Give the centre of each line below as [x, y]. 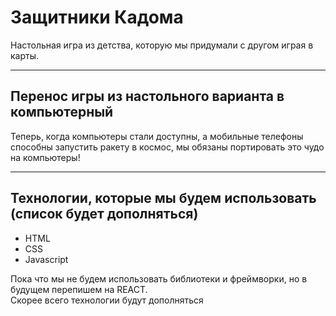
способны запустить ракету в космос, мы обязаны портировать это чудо [167, 147]
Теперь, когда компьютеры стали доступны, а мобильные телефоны [157, 136]
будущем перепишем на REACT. [79, 289]
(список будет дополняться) [104, 214]
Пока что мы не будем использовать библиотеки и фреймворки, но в [159, 278]
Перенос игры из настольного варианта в [147, 96]
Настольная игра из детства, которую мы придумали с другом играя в [162, 45]
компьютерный [62, 112]
